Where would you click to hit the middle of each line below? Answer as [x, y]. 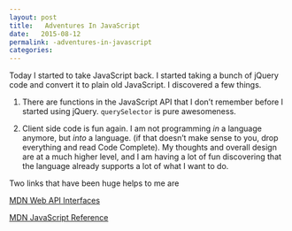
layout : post [33, 17]
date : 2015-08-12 [45, 34]
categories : [31, 50]
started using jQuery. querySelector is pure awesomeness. [129, 112]
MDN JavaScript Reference [59, 218]
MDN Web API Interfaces [54, 201]
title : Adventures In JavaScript [75, 26]
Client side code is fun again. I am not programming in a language [142, 128]
